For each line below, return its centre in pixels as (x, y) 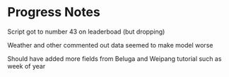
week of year (27, 66)
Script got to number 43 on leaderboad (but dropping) (86, 31)
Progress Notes (54, 12)
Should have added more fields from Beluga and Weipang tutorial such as (114, 58)
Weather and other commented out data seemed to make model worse (110, 45)
